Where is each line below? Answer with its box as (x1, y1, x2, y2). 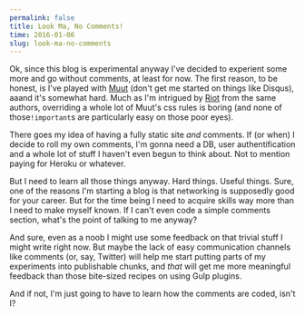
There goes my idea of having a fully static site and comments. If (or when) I (9, 129, 295, 141)
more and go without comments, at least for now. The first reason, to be (9, 74, 279, 84)
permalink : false (9, 13, 75, 23)
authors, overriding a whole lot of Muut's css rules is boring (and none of (9, 102, 283, 114)
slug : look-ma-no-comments (9, 38, 112, 48)
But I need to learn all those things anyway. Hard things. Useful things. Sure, (9, 176, 294, 187)
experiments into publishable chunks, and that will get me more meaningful (9, 261, 291, 272)
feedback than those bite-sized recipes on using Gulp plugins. (9, 271, 242, 281)
